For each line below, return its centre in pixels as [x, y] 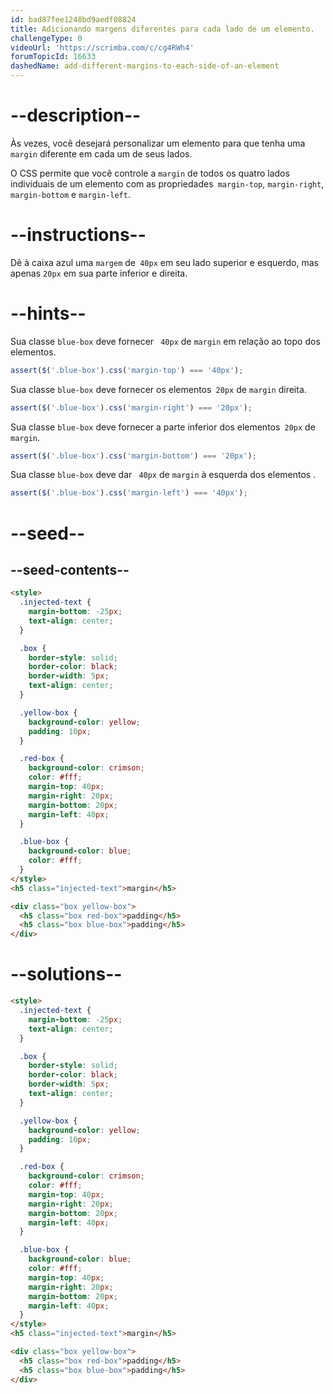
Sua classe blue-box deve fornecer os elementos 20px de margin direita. [158, 389]
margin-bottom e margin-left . [70, 194]
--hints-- [48, 313]
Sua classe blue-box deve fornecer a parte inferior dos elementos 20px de [163, 427]
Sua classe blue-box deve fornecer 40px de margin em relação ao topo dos [165, 341]
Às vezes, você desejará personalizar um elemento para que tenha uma [158, 143]
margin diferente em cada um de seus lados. [101, 153]
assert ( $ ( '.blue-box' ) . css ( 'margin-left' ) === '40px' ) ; [129, 493]
